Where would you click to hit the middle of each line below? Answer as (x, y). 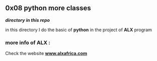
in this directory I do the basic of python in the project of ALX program (79, 30)
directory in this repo (28, 20)
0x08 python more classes (48, 8)
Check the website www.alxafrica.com (46, 54)
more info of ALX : (28, 43)
